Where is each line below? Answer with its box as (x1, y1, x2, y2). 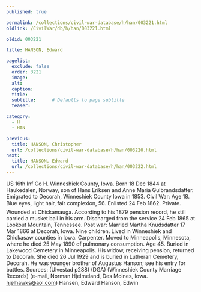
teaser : (11, 103, 31, 109)
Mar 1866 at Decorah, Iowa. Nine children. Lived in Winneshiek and (6, 227, 172, 235)
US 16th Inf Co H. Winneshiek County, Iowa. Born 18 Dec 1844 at (6, 180, 166, 187)
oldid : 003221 (6, 36, 42, 42)
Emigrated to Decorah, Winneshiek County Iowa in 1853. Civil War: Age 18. (6, 193, 190, 200)
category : (6, 114, 31, 120)
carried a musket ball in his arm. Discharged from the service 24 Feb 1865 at (6, 214, 196, 222)
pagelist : (6, 58, 31, 64)
